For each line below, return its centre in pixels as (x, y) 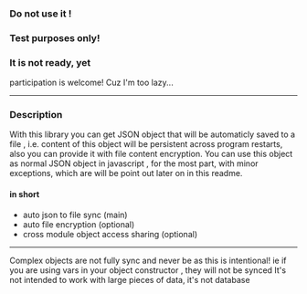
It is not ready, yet (50, 62)
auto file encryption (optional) (79, 224)
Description (36, 115)
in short (25, 194)
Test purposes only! (55, 37)
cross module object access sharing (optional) (110, 234)
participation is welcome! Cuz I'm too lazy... (91, 83)
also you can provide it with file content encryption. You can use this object (151, 154)
